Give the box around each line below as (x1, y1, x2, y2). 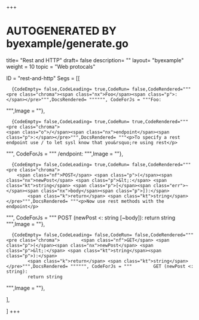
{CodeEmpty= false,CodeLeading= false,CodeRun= (11, 231, 133, 238)
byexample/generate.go (6, 37, 129, 51)
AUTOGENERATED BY (6, 25, 117, 38)
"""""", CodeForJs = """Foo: (88, 96, 162, 102)
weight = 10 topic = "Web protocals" (6, 63, 96, 70)
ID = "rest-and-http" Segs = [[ (6, 74, 80, 81)
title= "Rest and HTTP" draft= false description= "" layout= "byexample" (6, 56, 184, 63)
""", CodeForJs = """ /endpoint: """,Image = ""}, (6, 150, 124, 157)
